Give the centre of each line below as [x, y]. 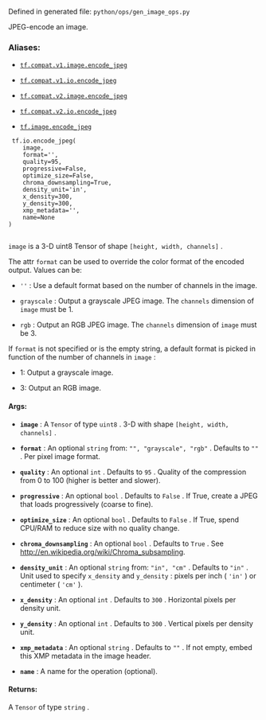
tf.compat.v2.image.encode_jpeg [73, 96]
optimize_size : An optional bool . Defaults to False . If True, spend [129, 520]
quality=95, [42, 162]
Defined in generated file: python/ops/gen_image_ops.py [99, 12]
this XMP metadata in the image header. [85, 656]
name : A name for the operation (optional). [88, 671]
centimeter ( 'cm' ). [51, 584]
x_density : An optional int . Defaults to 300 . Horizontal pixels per [128, 599]
